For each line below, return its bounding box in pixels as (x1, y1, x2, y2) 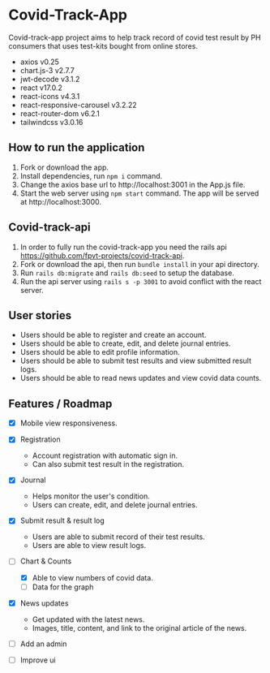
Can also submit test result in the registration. (32, 459, 185, 469)
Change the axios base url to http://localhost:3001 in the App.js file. (19, 179, 246, 189)
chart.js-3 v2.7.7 (19, 65, 75, 75)
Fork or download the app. (19, 162, 109, 172)
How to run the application (8, 140, 145, 155)
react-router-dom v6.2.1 (19, 108, 100, 119)
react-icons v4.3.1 (19, 91, 80, 101)
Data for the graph (32, 582, 94, 592)
